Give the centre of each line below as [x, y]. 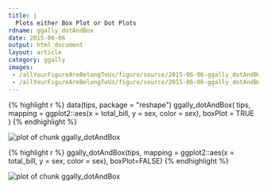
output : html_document [46, 45]
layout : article [35, 52]
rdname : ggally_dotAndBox [51, 30]
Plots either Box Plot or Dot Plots [76, 23]
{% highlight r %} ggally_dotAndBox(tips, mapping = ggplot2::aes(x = [121, 152]
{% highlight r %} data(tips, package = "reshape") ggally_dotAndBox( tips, [130, 105]
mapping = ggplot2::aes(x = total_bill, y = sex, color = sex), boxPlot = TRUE [131, 113]
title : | [23, 15]
